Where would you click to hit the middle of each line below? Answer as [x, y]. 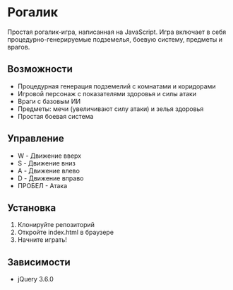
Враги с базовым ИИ [49, 101]
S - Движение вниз [46, 163]
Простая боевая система [55, 116]
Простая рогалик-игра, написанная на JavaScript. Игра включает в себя [117, 32]
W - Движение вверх [49, 156]
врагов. [19, 47]
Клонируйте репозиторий [56, 225]
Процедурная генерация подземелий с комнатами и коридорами [116, 86]
